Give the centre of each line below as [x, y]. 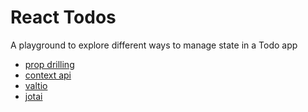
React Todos [63, 17]
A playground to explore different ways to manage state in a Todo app [154, 45]
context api [48, 75]
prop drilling [49, 64]
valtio [36, 85]
